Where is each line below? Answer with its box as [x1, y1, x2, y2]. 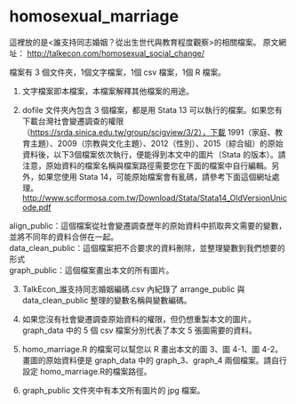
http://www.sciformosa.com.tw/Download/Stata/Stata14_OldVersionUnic [21, 192, 287, 203]
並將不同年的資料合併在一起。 [9, 231, 118, 242]
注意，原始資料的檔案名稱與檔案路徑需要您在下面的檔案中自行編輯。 [21, 160, 272, 171]
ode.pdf [21, 202, 52, 213]
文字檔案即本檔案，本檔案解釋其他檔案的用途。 [21, 85, 194, 96]
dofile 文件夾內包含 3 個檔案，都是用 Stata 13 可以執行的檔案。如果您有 [21, 104, 283, 115]
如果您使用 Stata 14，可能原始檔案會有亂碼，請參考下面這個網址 [37, 171, 273, 182]
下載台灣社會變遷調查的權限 [21, 116, 124, 126]
